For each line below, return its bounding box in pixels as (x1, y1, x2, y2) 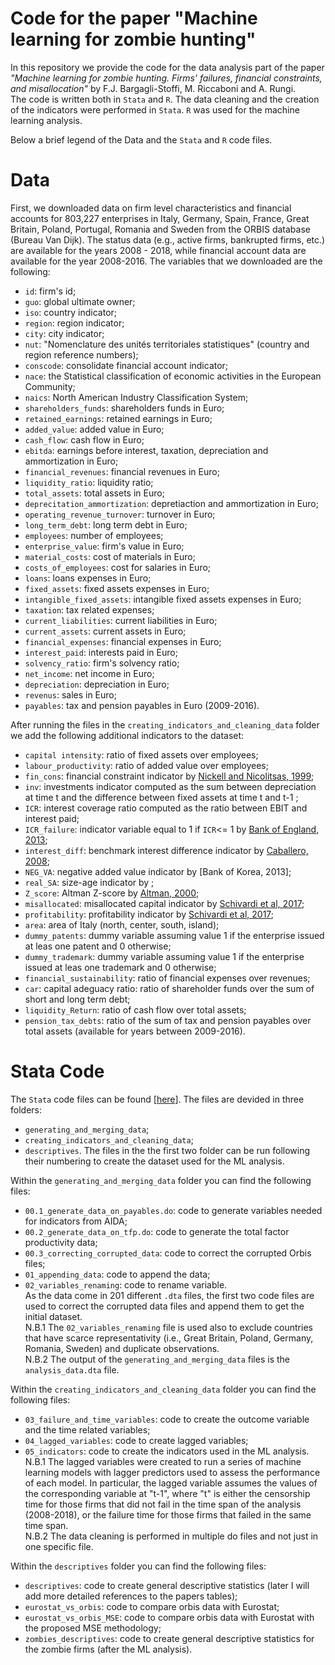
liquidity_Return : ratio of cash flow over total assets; (24, 1003, 247, 1016)
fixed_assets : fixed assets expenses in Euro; (24, 582, 210, 594)
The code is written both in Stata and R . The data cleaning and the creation (10, 93, 320, 105)
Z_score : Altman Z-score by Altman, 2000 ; (24, 887, 200, 899)
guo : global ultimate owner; (24, 295, 136, 307)
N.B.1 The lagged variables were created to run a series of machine (24, 1455, 302, 1467)
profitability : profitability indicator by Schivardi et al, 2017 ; (24, 908, 275, 920)
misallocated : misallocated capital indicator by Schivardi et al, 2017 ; (24, 897, 305, 909)
